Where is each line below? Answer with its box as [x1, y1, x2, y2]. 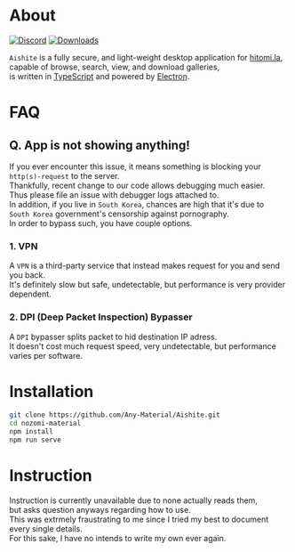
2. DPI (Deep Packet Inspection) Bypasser [9, 311, 193, 323]
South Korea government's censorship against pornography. [9, 208, 229, 219]
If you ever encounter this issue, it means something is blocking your [9, 161, 261, 172]
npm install [9, 427, 53, 436]
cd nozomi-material [9, 419, 82, 428]
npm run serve [9, 435, 62, 445]
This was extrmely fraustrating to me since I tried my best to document [9, 514, 269, 524]
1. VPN [9, 239, 38, 252]
